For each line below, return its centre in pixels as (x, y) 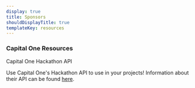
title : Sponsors (26, 17)
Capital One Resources (40, 49)
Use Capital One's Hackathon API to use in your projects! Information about (97, 72)
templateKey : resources (35, 28)
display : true (24, 11)
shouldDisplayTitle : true (38, 22)
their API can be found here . (40, 79)
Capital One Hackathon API (39, 61)
